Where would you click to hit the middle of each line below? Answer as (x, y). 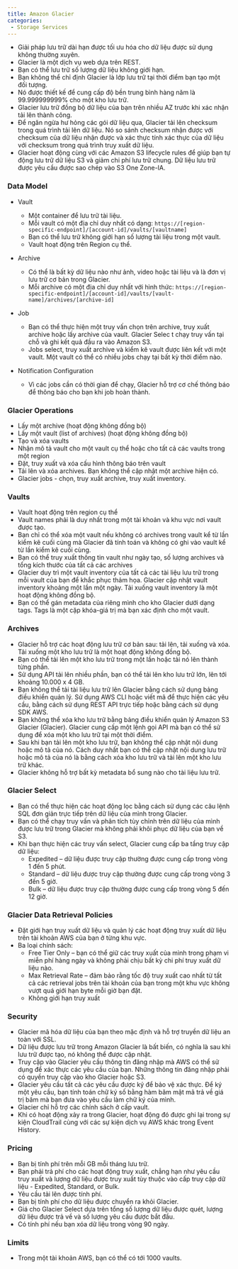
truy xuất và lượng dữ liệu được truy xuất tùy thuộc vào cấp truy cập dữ (121, 1179)
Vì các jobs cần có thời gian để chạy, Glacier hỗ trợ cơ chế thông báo (129, 384)
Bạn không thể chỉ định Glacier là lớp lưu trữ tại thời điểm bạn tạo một (119, 77)
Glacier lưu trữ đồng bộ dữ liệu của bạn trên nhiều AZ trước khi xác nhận (123, 108)
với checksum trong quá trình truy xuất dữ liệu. (86, 145)
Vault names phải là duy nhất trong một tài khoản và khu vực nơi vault (119, 520)
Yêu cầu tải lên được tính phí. (60, 1194)
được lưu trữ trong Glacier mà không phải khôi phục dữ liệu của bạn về (120, 829)
